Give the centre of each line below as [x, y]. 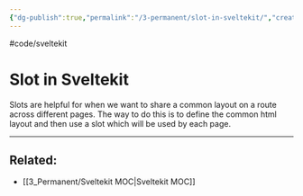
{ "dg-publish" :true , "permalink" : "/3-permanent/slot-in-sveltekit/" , [141, 18]
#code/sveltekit [38, 43]
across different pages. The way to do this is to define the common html [143, 114]
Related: [33, 160]
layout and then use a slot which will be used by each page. [120, 123]
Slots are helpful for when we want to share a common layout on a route [143, 104]
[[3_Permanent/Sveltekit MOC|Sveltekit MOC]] [109, 182]
